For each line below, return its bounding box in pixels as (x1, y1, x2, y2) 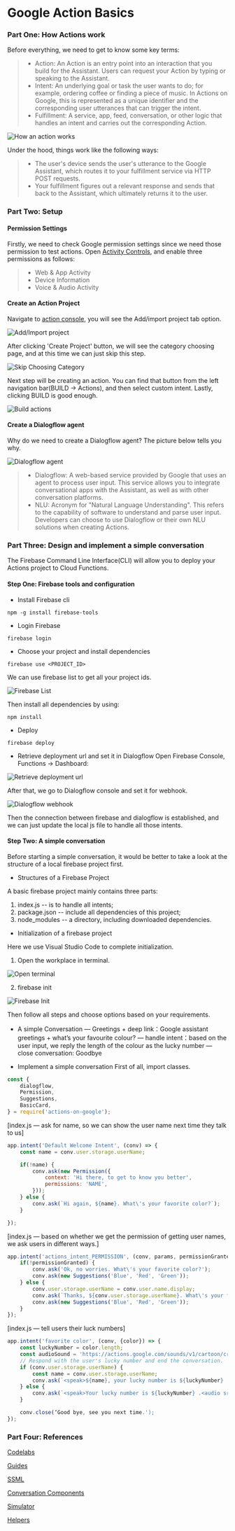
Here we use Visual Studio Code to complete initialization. (7, 942, 174, 951)
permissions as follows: (7, 254, 76, 263)
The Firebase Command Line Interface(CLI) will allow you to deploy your (7, 557, 215, 565)
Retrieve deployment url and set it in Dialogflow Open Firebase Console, (17, 751, 225, 760)
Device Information (34, 275, 90, 284)
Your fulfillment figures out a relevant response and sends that (34, 182, 215, 190)
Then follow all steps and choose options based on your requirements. (7, 1010, 211, 1019)
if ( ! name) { (20, 1161, 55, 1168)
